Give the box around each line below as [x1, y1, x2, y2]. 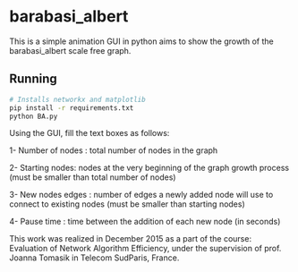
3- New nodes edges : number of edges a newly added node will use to [9, 190, 274, 200]
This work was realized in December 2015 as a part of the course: [9, 234, 252, 244]
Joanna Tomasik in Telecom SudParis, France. [9, 252, 180, 263]
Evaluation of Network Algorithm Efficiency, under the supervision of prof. [9, 243, 282, 254]
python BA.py [9, 112, 58, 121]
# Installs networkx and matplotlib [9, 95, 146, 104]
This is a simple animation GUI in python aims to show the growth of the [9, 36, 275, 47]
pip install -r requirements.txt [9, 103, 134, 113]
